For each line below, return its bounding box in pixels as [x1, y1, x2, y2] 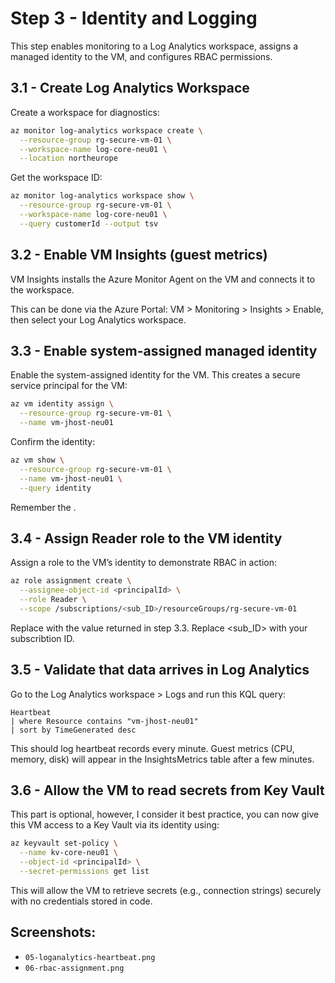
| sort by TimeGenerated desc [10, 725, 137, 735]
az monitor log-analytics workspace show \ [10, 191, 195, 201]
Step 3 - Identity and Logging [10, 7, 258, 30]
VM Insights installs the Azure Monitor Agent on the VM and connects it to [10, 273, 316, 285]
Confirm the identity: [10, 436, 96, 447]
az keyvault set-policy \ [10, 838, 118, 849]
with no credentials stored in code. [10, 895, 153, 907]
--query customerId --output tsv [19, 218, 159, 229]
